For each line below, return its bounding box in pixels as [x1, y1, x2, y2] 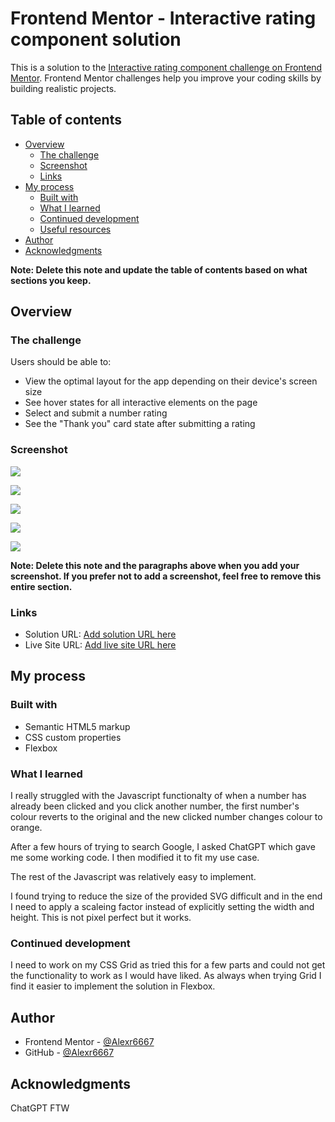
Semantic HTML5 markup [24, 720, 131, 732]
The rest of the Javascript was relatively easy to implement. [10, 871, 257, 883]
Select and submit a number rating [24, 407, 168, 419]
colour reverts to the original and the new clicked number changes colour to [10, 811, 323, 823]
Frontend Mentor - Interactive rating [10, 7, 317, 30]
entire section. [10, 580, 73, 592]
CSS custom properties [24, 731, 122, 743]
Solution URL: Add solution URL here [24, 628, 177, 641]
